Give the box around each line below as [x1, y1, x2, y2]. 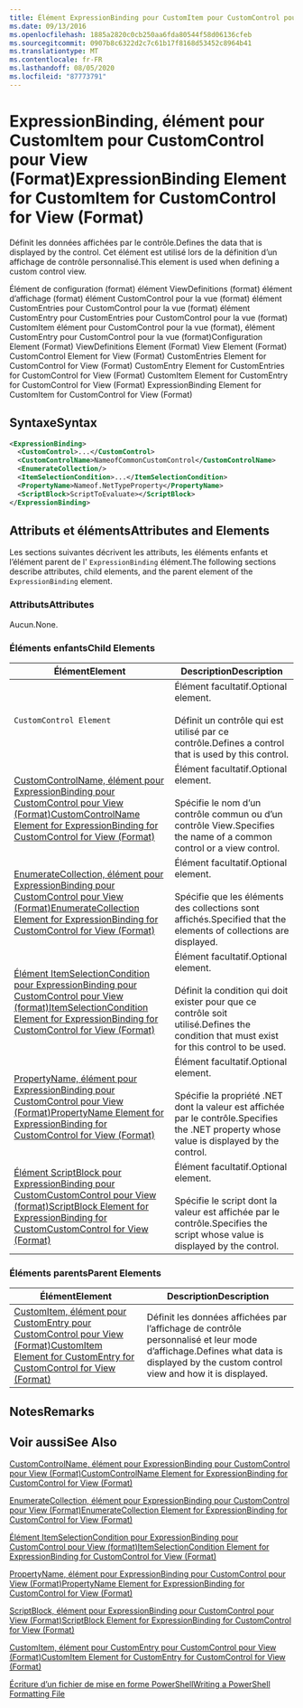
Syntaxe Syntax [9, 415, 97, 430]
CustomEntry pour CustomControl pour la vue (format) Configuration [9, 331, 263, 342]
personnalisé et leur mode [146, 1334, 258, 1346]
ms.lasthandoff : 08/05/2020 [9, 64, 115, 73]
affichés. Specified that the [174, 912, 287, 925]
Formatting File [9, 1688, 66, 1700]
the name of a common [174, 830, 273, 843]
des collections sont [174, 901, 260, 914]
